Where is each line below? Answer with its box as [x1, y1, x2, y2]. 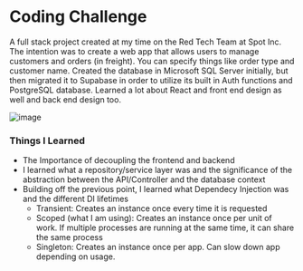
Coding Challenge [9, 6, 147, 27]
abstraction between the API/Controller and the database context [22, 174, 266, 185]
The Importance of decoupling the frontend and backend [22, 155, 235, 166]
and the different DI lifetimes [22, 193, 129, 205]
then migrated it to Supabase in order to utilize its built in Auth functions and [9, 74, 293, 85]
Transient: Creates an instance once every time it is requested [35, 203, 268, 214]
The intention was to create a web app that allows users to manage [9, 45, 260, 56]
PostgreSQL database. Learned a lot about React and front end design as [9, 84, 282, 95]
